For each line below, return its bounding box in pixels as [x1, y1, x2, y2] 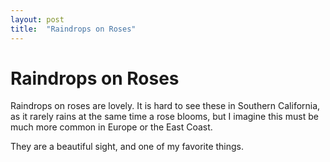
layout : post [10, 14, 65, 25]
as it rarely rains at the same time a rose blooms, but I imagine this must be [10, 111, 319, 123]
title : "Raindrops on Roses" [10, 24, 137, 34]
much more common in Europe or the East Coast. [10, 121, 213, 133]
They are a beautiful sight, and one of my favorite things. [10, 141, 245, 153]
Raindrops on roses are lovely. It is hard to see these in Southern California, [10, 100, 321, 112]
